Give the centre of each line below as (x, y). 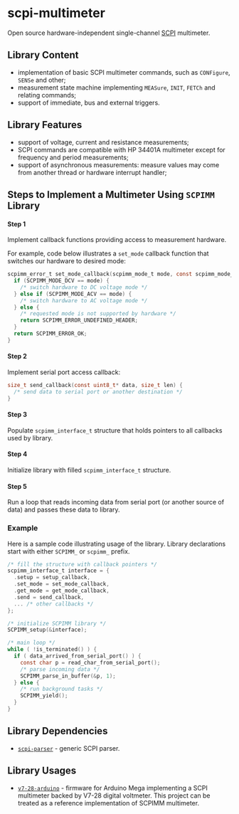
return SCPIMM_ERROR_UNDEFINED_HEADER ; (79, 321)
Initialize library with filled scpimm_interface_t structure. (89, 470)
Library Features (45, 125)
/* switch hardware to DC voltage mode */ (84, 287)
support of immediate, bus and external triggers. (89, 102)
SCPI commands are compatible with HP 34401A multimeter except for (121, 149)
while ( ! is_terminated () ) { (52, 650)
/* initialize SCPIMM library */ (57, 623)
